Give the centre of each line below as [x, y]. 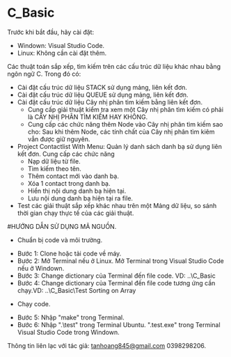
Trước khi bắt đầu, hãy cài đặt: [51, 32]
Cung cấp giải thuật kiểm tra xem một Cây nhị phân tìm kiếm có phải [126, 109]
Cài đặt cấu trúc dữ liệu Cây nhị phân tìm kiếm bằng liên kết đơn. [110, 102]
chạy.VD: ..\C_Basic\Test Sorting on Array [77, 290]
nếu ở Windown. [41, 268]
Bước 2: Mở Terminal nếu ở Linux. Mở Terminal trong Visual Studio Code [120, 261]
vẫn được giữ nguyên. [59, 139]
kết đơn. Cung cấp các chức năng [66, 154]
